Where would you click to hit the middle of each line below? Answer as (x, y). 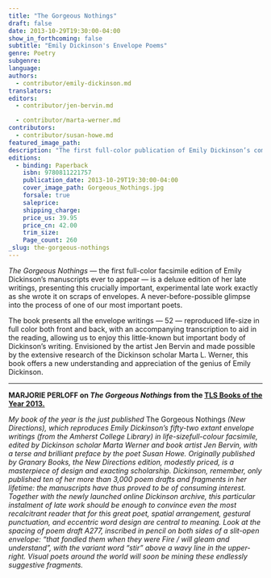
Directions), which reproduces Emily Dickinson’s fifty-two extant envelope (131, 427)
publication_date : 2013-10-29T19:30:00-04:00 (101, 181)
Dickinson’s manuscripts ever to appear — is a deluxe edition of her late (127, 279)
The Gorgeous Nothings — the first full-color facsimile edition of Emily (125, 270)
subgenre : (25, 61)
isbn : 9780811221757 (57, 173)
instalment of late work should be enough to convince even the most (123, 505)
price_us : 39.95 (50, 218)
